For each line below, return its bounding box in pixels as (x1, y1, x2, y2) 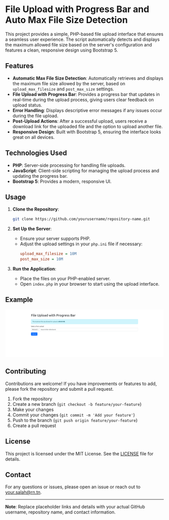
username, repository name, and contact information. (5, 509, 116, 515)
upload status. (12, 102, 43, 108)
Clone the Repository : (12, 206, 59, 213)
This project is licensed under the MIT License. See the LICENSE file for (5, 450, 154, 456)
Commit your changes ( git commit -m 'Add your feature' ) (12, 411, 135, 418)
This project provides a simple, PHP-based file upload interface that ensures (5, 31, 163, 37)
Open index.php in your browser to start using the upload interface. (20, 281, 160, 287)
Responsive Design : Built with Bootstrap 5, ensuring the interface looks (12, 129, 161, 135)
